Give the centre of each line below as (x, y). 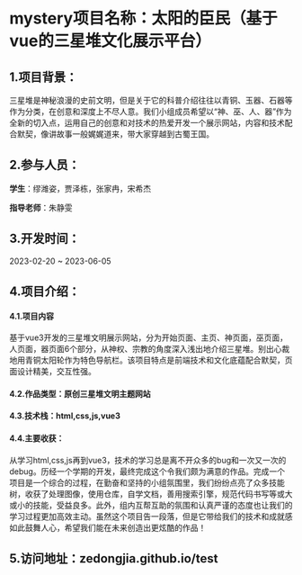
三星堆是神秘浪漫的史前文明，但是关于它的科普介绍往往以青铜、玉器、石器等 (151, 100)
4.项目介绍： (45, 292)
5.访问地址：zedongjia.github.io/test (114, 558)
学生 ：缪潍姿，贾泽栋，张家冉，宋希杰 (80, 188)
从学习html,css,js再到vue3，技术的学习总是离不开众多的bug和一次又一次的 (148, 460)
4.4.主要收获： (37, 438)
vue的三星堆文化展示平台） (110, 41)
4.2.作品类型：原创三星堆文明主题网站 (80, 393)
